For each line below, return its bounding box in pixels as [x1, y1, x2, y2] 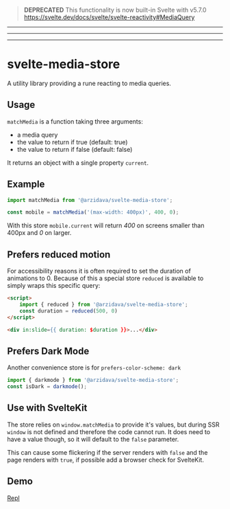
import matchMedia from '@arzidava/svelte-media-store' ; [7, 196, 173, 203]
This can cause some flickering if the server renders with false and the [7, 448, 208, 456]
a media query [16, 131, 58, 139]
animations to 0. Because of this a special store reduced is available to [7, 274, 204, 282]
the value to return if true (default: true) [16, 137, 128, 146]
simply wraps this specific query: [7, 282, 101, 290]
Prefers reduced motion [7, 249, 111, 260]
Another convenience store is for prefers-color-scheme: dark [7, 363, 181, 372]
